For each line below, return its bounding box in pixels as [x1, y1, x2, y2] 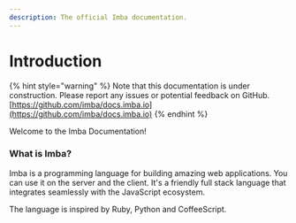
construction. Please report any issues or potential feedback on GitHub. [9, 89, 270, 100]
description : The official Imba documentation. [9, 12, 188, 22]
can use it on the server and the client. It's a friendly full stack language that [9, 177, 286, 188]
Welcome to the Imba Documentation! [9, 126, 148, 136]
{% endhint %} [154, 108, 209, 119]
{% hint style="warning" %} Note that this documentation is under [9, 81, 250, 91]
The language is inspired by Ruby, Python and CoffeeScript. [9, 204, 227, 214]
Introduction [9, 50, 102, 71]
